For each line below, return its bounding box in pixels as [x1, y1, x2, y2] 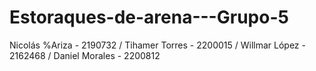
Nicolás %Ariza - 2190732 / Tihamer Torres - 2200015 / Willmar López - [9, 39, 306, 51]
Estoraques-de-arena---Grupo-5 [9, 6, 289, 29]
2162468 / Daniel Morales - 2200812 [9, 49, 161, 61]
